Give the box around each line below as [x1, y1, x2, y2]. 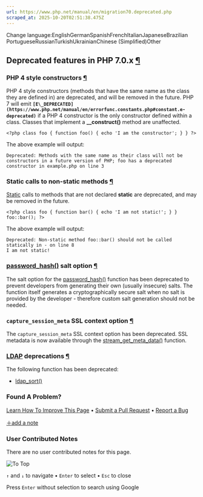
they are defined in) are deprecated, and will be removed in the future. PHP [6, 94, 194, 101]
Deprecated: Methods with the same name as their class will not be [6, 153, 183, 159]
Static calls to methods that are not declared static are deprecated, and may [6, 191, 197, 198]
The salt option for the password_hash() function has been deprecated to [6, 275, 190, 283]
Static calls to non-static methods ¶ [6, 177, 113, 186]
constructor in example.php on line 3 [6, 163, 104, 170]
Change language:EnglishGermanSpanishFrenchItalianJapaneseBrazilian [6, 31, 188, 38]
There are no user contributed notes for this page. [6, 448, 131, 456]
